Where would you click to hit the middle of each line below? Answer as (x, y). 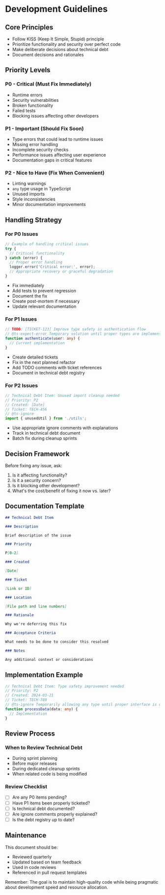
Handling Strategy (34, 220)
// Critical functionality (37, 253)
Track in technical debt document (46, 433)
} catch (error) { (24, 258)
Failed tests (24, 110)
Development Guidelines (56, 9)
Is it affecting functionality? (40, 475)
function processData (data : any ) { (41, 709)
